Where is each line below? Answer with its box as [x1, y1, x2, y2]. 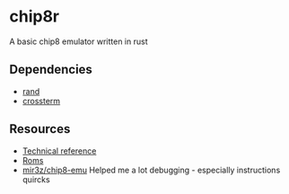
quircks [22, 173, 51, 185]
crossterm [22, 95, 61, 106]
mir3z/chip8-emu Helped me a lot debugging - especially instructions [22, 164, 281, 175]
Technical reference [22, 145, 97, 156]
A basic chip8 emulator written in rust [9, 36, 148, 47]
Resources [9, 121, 71, 137]
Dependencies [9, 62, 92, 77]
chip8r [9, 6, 60, 27]
